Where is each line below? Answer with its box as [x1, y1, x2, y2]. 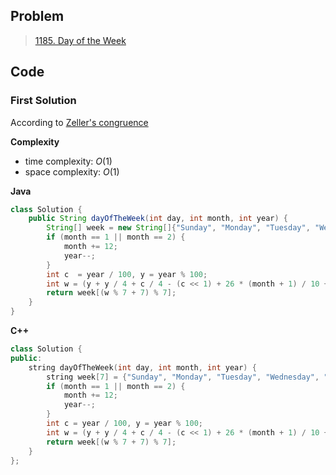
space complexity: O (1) [24, 165, 120, 178]
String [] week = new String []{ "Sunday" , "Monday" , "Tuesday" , [46, 223, 311, 233]
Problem [10, 8, 65, 25]
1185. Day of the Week [34, 34, 127, 46]
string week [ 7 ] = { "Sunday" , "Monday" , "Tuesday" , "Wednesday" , [46, 372, 320, 382]
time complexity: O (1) [24, 155, 113, 167]
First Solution [10, 94, 77, 108]
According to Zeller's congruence [10, 116, 149, 128]
